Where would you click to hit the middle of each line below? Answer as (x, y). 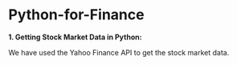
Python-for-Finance (76, 15)
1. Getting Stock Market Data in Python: (75, 37)
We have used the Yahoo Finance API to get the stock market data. (119, 52)
